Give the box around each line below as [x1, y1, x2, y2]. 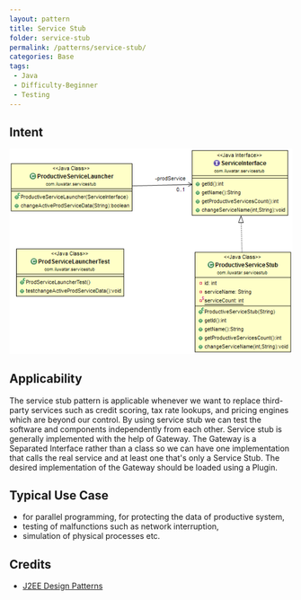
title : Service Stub [9, 23, 87, 33]
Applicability [9, 371, 83, 386]
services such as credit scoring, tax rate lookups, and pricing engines [31, 404, 289, 415]
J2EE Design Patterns [22, 580, 103, 592]
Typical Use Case [9, 488, 110, 503]
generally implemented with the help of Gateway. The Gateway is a [9, 433, 257, 444]
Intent [9, 125, 43, 140]
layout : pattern [9, 14, 70, 23]
